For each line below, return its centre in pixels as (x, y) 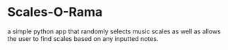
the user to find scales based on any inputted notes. (83, 38)
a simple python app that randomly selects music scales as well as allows (114, 31)
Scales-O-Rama (55, 12)
